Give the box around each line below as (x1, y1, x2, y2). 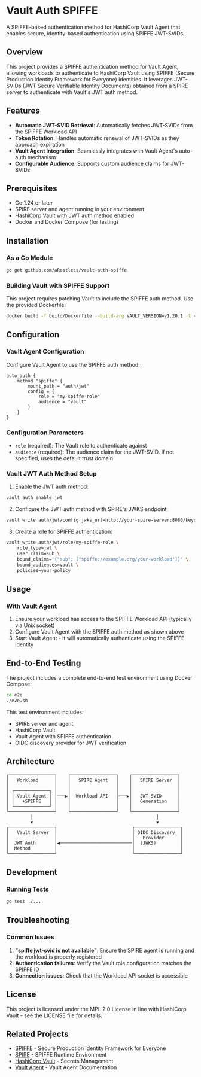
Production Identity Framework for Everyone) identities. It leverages (6, 75, 173, 83)
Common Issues (6, 933, 55, 941)
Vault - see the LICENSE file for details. (6, 1012, 103, 1019)
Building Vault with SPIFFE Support (6, 281, 110, 290)
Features (6, 106, 40, 116)
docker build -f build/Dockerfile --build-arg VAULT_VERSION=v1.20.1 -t (6, 313, 191, 319)
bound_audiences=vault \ (17, 562, 79, 568)
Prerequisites (6, 183, 57, 193)
